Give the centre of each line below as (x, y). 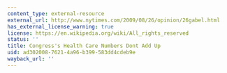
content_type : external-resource (56, 14)
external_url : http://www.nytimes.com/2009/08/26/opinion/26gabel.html (113, 20)
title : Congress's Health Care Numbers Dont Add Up (84, 46)
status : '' (23, 40)
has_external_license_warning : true (60, 26)
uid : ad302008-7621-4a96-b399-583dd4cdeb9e (72, 53)
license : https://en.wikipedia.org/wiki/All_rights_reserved (98, 33)
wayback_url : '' (31, 59)
